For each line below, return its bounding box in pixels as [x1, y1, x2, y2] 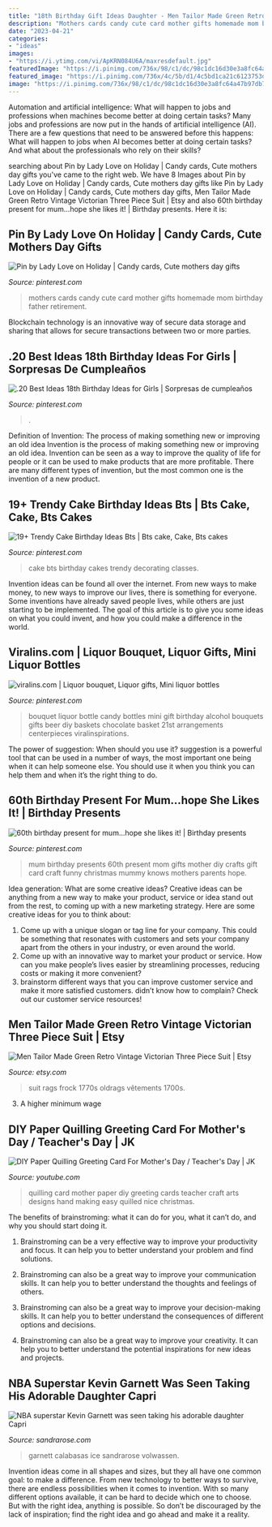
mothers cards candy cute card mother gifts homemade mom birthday [28, 293, 263, 303]
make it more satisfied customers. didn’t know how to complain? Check [19, 985, 259, 995]
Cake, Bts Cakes [8, 510, 93, 524]
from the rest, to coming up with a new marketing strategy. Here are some [8, 901, 255, 910]
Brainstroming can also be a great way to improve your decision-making [19, 1303, 261, 1313]
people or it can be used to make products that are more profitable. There [8, 457, 254, 467]
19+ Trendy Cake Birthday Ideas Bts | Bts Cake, [8, 497, 250, 511]
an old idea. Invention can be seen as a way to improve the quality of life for [8, 448, 261, 458]
